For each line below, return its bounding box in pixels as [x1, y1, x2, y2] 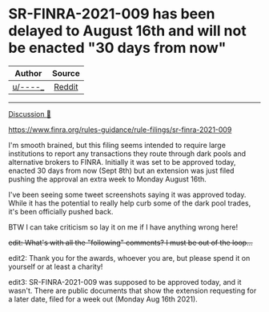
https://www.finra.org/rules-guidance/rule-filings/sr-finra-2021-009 [8, 125, 232, 134]
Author [14, 67, 42, 78]
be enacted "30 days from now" [8, 39, 227, 57]
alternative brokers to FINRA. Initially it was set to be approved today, [8, 157, 236, 166]
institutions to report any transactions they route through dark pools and [8, 149, 247, 158]
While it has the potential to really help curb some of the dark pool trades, [8, 198, 251, 208]
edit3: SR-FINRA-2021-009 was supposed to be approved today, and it [8, 277, 242, 286]
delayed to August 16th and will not [8, 22, 247, 40]
